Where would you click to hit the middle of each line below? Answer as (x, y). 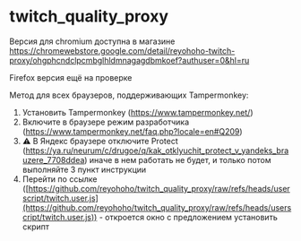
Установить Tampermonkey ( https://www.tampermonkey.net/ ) (138, 112)
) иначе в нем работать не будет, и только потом (178, 159)
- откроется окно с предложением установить (188, 217)
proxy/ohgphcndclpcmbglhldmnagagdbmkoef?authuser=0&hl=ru (129, 60)
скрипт (35, 227)
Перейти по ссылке (60, 179)
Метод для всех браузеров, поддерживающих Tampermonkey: (129, 95)
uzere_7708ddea (53, 159)
